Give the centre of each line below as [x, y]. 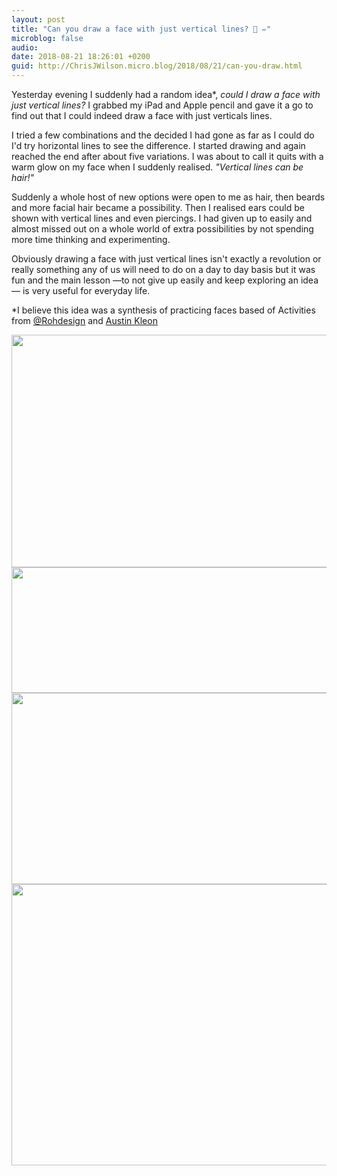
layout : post [38, 19]
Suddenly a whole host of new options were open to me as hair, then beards [168, 197]
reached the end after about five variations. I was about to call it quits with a [167, 156]
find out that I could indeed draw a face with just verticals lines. [142, 115]
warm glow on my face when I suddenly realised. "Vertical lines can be [157, 167]
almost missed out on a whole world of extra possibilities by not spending [162, 229]
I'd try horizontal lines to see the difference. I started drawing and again [158, 145]
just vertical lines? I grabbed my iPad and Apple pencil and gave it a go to [162, 105]
